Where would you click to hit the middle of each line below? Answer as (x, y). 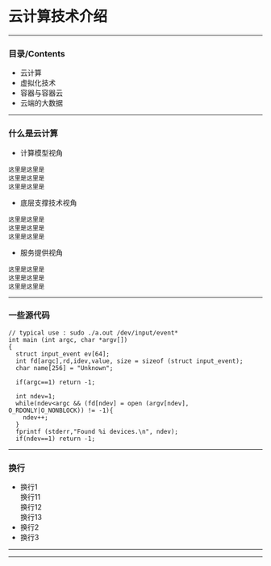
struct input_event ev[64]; (63, 354)
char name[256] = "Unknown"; (65, 368)
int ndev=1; (36, 396)
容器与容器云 (41, 93)
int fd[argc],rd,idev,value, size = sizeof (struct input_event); (129, 361)
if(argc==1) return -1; (55, 382)
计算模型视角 (41, 152)
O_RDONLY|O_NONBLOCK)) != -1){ (61, 410)
